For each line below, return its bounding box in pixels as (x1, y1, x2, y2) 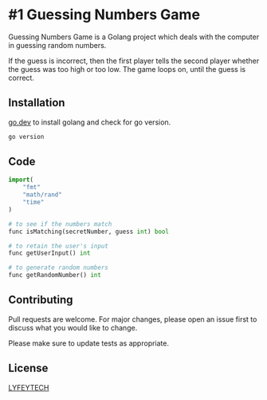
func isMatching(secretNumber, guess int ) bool (8, 228, 170, 236)
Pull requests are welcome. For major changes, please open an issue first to (8, 314, 257, 324)
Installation (8, 96, 65, 109)
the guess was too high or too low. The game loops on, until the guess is (8, 64, 245, 73)
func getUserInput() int (8, 249, 91, 257)
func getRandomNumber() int (8, 271, 102, 279)
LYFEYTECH (8, 382, 49, 392)
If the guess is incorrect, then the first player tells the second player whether (8, 56, 260, 65)
